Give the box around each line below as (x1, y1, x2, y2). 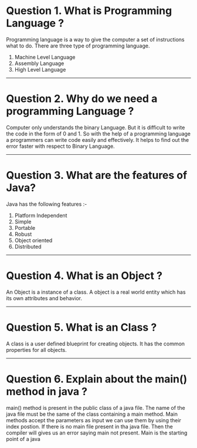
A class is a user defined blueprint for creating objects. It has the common (6, 340, 185, 347)
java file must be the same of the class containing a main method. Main (6, 410, 178, 418)
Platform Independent (14, 212, 67, 219)
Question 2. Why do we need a (6, 92, 158, 106)
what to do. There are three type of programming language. (6, 42, 150, 49)
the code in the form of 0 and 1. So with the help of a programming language (6, 130, 191, 137)
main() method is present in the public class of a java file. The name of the (6, 404, 186, 411)
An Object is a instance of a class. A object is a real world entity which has (6, 289, 186, 296)
